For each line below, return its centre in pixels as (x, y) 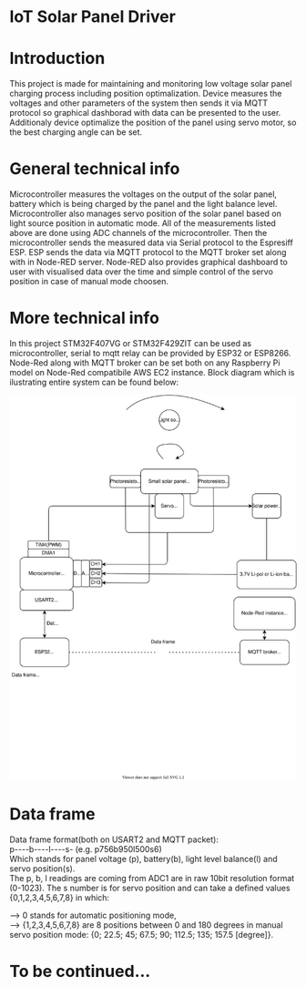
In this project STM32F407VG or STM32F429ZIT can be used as (131, 343)
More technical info (84, 319)
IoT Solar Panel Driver (92, 17)
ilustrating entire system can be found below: (94, 382)
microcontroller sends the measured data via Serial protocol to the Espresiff (151, 242)
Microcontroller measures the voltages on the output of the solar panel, (143, 194)
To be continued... (80, 972)
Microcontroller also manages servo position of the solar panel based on (146, 214)
